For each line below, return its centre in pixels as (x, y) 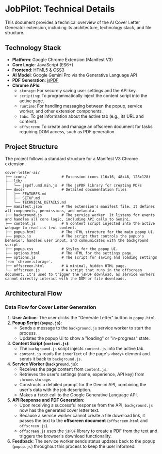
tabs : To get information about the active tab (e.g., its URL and (81, 116)
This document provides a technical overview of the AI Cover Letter (73, 22)
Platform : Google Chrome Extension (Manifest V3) (62, 60)
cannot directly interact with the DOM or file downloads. (66, 279)
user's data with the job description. (55, 390)
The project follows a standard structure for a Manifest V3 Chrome (72, 158)
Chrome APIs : (26, 85)
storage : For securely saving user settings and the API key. (78, 90)
